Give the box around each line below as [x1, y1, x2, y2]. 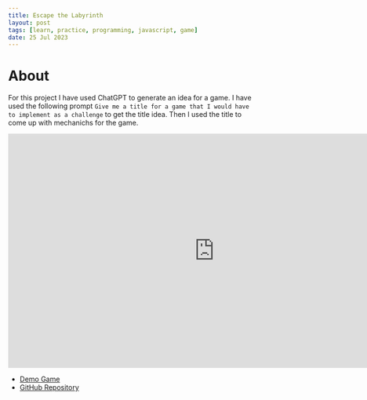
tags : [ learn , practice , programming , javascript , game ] [8, 26, 198, 34]
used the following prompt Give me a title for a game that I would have [8, 101, 249, 111]
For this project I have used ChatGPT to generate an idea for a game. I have [8, 93, 253, 103]
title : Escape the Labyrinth [8, 11, 104, 20]
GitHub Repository [19, 383, 80, 392]
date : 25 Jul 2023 [8, 33, 68, 42]
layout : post [8, 19, 51, 27]
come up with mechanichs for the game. [8, 118, 139, 128]
